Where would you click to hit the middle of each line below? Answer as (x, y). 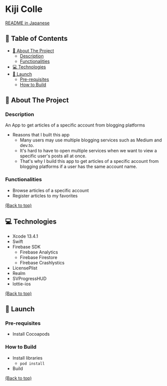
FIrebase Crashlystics (42, 262)
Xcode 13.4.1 (25, 236)
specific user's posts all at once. (53, 156)
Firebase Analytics (39, 252)
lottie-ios (21, 284)
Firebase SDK (26, 247)
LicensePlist (25, 268)
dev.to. (27, 145)
